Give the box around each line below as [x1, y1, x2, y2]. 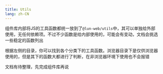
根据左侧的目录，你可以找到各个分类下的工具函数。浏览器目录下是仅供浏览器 [5, 48, 158, 53]
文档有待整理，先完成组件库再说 [5, 63, 69, 70]
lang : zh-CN [5, 12, 29, 16]
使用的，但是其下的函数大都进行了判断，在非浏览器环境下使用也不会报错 [5, 53, 149, 59]
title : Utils [5, 7, 32, 12]
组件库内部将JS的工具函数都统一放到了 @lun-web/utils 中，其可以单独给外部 [5, 25, 156, 31]
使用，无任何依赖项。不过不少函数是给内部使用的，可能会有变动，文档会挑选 [5, 31, 158, 37]
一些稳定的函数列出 [5, 37, 44, 43]
